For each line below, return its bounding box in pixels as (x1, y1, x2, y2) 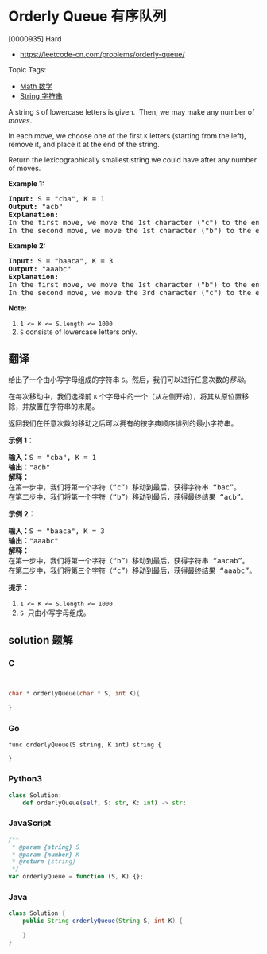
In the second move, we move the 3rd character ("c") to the (8, 288, 252, 297)
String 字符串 (19, 91, 63, 100)
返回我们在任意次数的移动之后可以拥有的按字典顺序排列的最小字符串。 (8, 419, 238, 428)
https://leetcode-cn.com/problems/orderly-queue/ (19, 49, 185, 59)
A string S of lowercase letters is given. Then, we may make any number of (8, 107, 255, 116)
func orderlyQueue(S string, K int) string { (8, 741, 161, 749)
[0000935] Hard (8, 33, 62, 44)
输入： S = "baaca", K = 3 (8, 526, 105, 535)
